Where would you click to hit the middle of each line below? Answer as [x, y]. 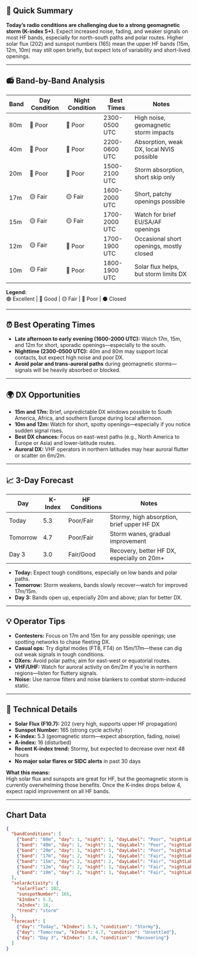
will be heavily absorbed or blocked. [77, 370]
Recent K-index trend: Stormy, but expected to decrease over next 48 [100, 749]
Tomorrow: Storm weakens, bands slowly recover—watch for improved [101, 585]
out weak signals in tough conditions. [60, 654]
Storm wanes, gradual [140, 534]
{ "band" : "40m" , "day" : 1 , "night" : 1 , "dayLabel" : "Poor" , [91, 845]
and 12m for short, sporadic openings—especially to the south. [90, 345]
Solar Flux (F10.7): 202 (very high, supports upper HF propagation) [96, 723]
